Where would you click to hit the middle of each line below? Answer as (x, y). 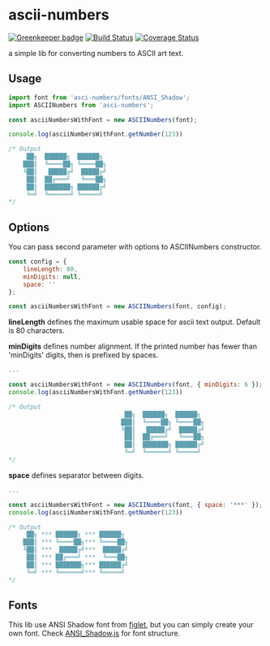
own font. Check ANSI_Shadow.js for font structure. (94, 633)
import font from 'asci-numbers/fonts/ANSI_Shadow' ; (99, 98)
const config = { (38, 262)
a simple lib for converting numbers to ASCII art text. (96, 53)
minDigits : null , (52, 277)
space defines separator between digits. (76, 475)
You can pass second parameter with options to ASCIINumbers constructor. (135, 247)
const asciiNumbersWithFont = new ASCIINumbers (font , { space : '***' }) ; (136, 505)
